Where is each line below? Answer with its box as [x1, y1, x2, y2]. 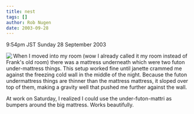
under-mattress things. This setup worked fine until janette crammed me [6, 65, 182, 72]
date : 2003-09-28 [6, 25, 49, 31]
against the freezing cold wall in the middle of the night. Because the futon [6, 71, 188, 78]
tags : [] [6, 14, 28, 20]
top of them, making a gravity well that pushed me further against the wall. [6, 83, 188, 91]
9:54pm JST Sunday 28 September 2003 [6, 41, 106, 48]
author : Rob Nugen [6, 19, 51, 25]
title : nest [6, 8, 35, 15]
